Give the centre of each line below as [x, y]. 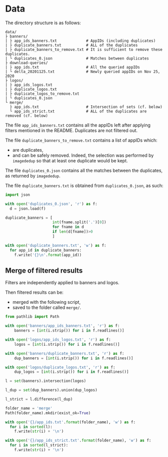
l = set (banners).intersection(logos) [46, 381]
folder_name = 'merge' [29, 408]
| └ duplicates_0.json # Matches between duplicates [77, 58]
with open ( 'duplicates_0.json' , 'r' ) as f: [51, 204]
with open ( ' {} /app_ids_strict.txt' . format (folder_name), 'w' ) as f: [78, 441]
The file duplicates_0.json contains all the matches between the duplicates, [84, 170]
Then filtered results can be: [34, 292]
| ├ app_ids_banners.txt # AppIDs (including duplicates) [80, 41]
